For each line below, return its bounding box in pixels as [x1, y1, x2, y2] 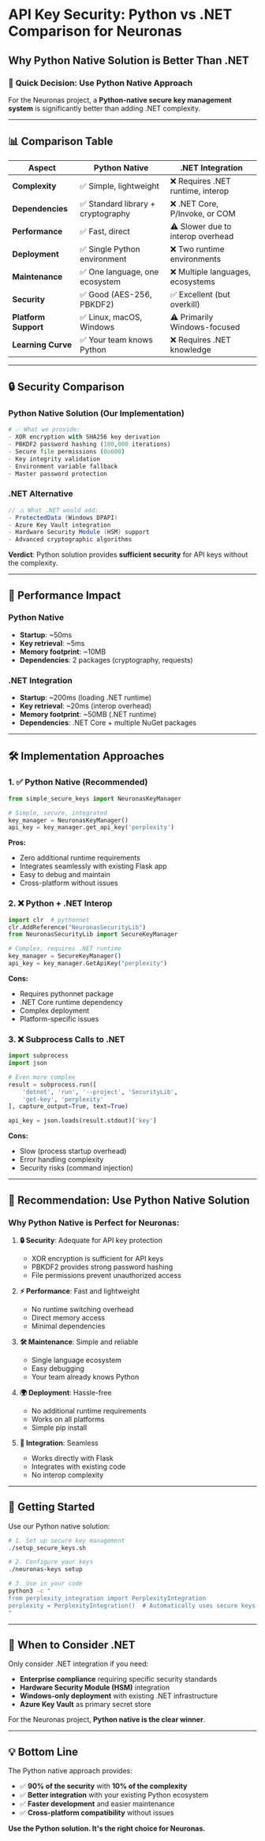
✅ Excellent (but [170, 289, 230, 300]
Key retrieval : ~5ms [19, 638, 85, 648]
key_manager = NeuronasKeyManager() [8, 816, 129, 824]
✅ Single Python [80, 243, 140, 254]
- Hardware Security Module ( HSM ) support [8, 528, 150, 536]
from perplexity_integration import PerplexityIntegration [8, 1594, 207, 1602]
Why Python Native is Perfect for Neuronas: [8, 1217, 180, 1228]
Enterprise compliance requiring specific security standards [19, 1675, 218, 1684]
